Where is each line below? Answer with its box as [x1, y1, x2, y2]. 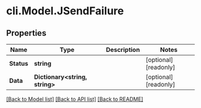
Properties [6, 28, 47, 38]
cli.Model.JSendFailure [6, 4, 124, 18]
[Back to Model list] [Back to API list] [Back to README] [6, 95, 144, 103]
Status [9, 60, 29, 67]
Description [105, 46, 141, 54]
